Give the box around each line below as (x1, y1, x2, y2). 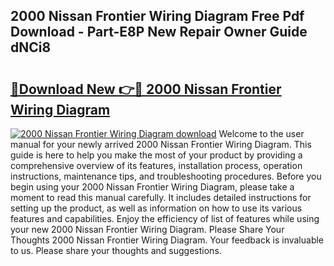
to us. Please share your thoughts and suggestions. (10, 245, 222, 256)
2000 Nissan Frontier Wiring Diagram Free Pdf (10, 8, 305, 25)
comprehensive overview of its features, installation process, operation (10, 160, 303, 171)
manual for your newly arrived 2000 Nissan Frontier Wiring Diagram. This (10, 139, 312, 150)
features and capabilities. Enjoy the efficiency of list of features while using (10, 213, 320, 224)
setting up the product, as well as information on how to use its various (10, 202, 303, 214)
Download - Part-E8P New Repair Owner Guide (10, 24, 308, 41)
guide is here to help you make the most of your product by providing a (10, 149, 303, 161)
